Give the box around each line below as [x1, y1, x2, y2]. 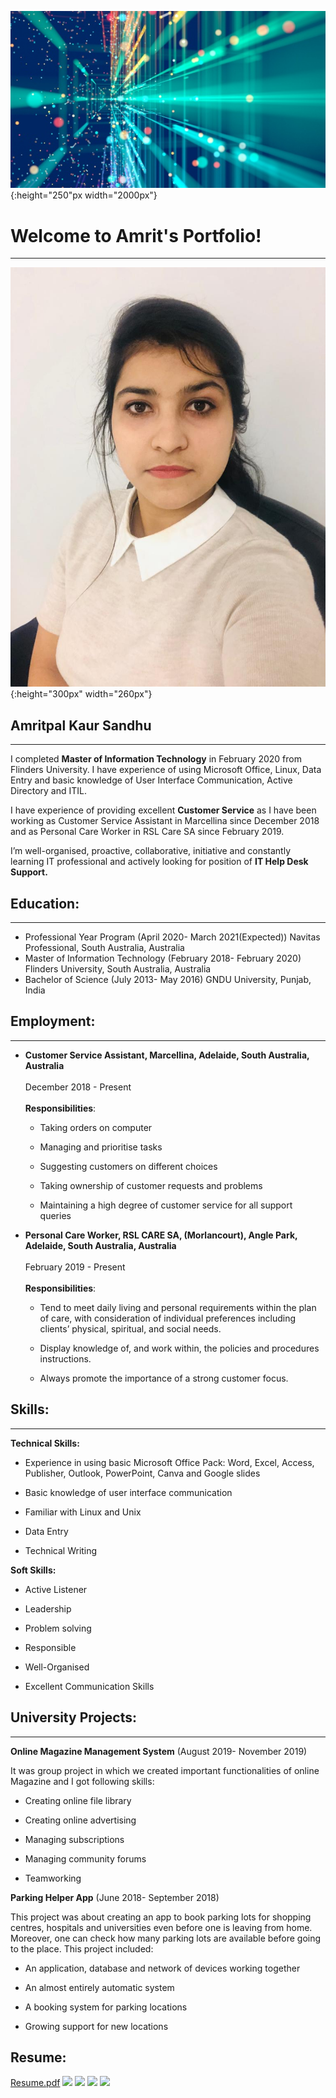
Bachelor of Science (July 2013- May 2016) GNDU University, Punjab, [24, 974, 312, 986]
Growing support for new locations [24, 2020, 169, 2032]
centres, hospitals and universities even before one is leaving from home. [10, 1921, 313, 1933]
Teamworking [24, 1872, 82, 1884]
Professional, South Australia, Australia [24, 942, 185, 954]
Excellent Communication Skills [24, 1680, 155, 1692]
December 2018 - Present [24, 1081, 132, 1093]
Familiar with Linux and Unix [24, 1506, 142, 1518]
